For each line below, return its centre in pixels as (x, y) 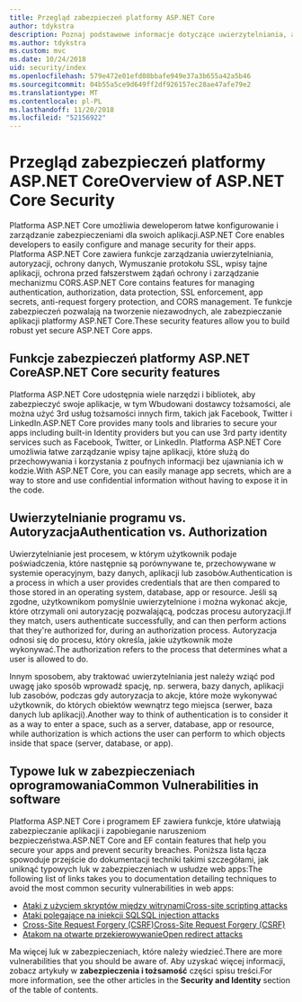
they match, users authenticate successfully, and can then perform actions (148, 620)
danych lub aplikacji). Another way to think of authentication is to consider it (149, 714)
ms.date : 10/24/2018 (48, 59)
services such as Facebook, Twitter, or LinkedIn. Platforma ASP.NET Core (145, 442)
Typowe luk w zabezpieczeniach (102, 771)
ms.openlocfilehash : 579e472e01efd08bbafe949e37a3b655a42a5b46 (130, 76)
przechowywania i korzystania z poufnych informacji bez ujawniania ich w (147, 461)
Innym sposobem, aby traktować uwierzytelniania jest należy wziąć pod (142, 676)
